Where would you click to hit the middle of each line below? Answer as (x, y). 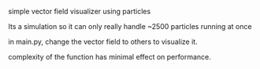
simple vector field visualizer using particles (80, 11)
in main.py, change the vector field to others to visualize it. (103, 42)
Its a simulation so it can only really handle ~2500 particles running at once (130, 26)
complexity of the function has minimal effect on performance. (110, 57)
